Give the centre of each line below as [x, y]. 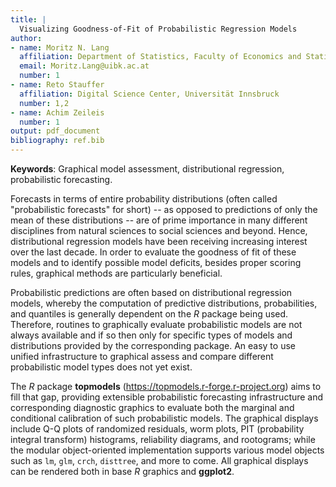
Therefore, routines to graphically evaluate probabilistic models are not [156, 324]
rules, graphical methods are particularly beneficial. [116, 273]
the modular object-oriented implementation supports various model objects [167, 450]
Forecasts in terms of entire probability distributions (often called [144, 199]
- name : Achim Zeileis [57, 112]
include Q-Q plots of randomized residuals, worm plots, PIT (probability [157, 429]
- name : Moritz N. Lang [60, 47]
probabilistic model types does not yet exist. [101, 367]
